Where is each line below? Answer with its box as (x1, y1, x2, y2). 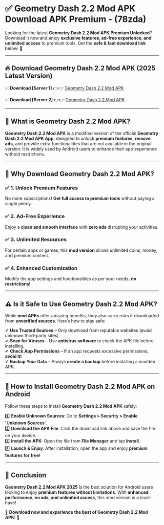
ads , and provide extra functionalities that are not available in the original (5, 140, 152, 147)
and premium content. (5, 252, 50, 258)
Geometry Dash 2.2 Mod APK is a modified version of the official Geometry (5, 130, 159, 136)
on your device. (5, 432, 37, 438)
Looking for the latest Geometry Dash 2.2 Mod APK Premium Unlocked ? (5, 30, 152, 36)
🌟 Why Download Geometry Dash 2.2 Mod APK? (5, 170, 155, 178)
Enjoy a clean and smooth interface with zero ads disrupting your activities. (5, 224, 159, 230)
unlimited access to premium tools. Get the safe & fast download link (5, 40, 146, 46)
